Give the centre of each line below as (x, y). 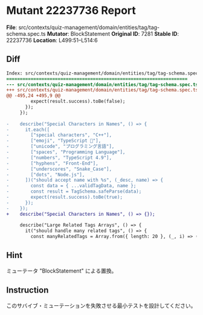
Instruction (27, 290)
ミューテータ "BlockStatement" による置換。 (62, 271)
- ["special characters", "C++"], (59, 135)
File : (12, 27)
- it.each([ (28, 130)
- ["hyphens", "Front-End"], (52, 163)
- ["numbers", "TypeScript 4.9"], (59, 157)
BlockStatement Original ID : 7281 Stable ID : (125, 33)
